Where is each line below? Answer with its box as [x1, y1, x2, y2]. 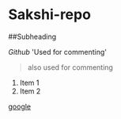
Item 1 [19, 78, 40, 87]
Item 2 [19, 86, 41, 96]
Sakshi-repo [8, 6, 91, 24]
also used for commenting [27, 62, 113, 72]
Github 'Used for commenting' [8, 47, 107, 56]
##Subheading [8, 32, 57, 41]
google [8, 102, 32, 111]
